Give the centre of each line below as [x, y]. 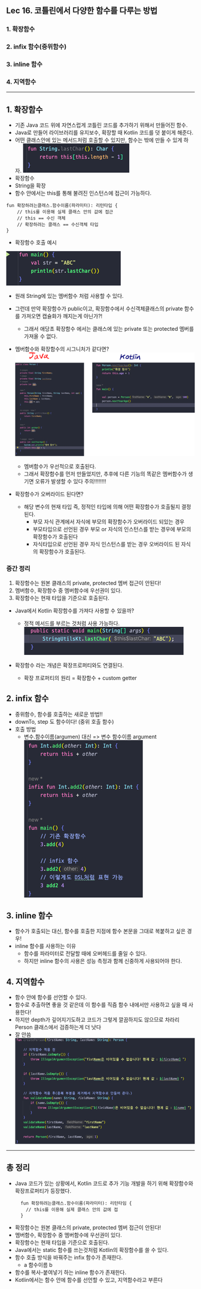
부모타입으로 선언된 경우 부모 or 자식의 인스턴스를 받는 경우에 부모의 [112, 529]
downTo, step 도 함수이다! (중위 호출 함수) [64, 721]
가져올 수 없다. [41, 336]
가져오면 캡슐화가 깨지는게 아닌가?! [62, 316]
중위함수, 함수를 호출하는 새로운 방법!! [59, 714]
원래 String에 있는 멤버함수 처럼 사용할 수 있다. [69, 296]
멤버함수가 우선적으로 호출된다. [60, 467]
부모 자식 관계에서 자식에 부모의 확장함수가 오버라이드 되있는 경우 [109, 522]
